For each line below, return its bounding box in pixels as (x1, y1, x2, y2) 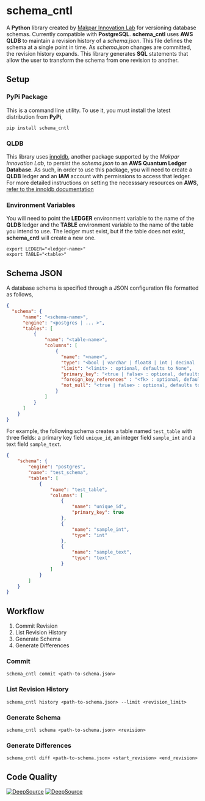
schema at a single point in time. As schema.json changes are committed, (6, 43, 192, 51)
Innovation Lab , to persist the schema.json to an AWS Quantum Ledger (6, 159, 187, 167)
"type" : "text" (71, 555, 111, 561)
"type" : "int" (71, 532, 108, 538)
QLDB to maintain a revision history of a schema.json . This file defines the (6, 37, 192, 44)
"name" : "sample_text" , (71, 549, 132, 555)
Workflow (6, 606, 45, 616)
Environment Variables (6, 200, 76, 209)
